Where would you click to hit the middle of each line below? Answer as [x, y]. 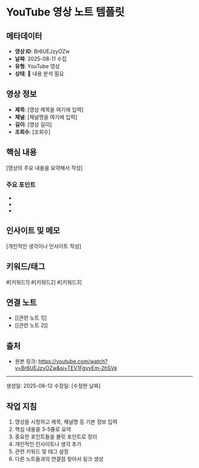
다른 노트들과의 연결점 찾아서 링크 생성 [59, 458]
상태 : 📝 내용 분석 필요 [39, 74]
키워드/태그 [26, 267]
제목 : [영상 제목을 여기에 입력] [49, 109]
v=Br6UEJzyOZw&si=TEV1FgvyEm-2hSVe [66, 368]
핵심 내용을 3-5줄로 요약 [43, 429]
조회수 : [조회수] [33, 132]
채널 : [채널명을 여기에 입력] [46, 117]
